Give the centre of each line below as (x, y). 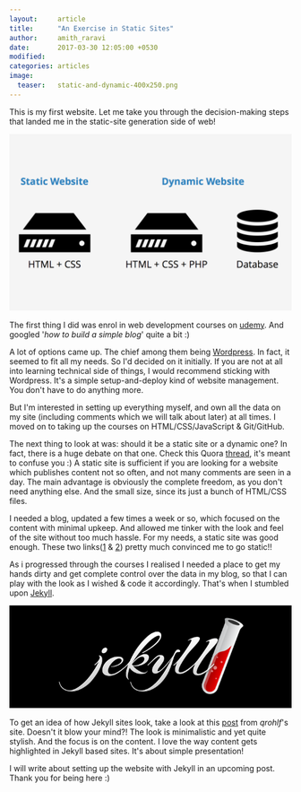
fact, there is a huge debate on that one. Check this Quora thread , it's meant (150, 453)
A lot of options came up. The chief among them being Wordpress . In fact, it (150, 352)
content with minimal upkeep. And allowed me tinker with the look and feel (146, 527)
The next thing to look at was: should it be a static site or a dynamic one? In (148, 443)
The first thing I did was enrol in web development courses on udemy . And (146, 325)
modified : (28, 57)
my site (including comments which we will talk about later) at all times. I (142, 416)
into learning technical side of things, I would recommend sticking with (140, 370)
